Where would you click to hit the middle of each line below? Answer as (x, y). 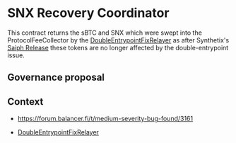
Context (25, 102)
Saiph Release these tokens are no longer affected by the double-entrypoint (118, 47)
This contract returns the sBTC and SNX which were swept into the (105, 33)
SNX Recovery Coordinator (88, 13)
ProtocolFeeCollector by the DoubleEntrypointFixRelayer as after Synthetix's (118, 40)
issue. (16, 55)
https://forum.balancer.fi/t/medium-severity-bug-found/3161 (105, 119)
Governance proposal (56, 78)
